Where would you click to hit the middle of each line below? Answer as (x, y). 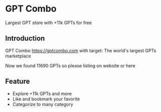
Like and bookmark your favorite (46, 99)
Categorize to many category (43, 104)
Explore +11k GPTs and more (42, 93)
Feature (18, 82)
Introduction (25, 38)
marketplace (18, 56)
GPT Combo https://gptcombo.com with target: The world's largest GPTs (81, 50)
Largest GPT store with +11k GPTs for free (49, 23)
